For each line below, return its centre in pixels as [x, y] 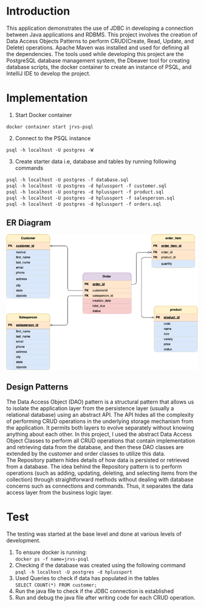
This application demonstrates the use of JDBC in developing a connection [100, 28]
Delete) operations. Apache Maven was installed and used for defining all [98, 48]
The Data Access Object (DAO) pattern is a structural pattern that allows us [100, 402]
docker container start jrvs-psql [50, 127]
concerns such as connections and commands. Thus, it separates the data [100, 486]
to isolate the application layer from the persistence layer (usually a [90, 408]
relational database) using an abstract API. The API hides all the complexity [100, 414]
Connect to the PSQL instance [53, 138]
